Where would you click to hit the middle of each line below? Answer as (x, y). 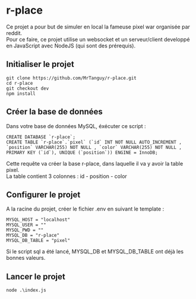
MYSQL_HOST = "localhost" (38, 220)
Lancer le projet (36, 276)
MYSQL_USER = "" (26, 225)
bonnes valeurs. (26, 258)
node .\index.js (26, 290)
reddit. (14, 33)
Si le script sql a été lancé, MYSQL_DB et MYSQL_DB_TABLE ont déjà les (95, 252)
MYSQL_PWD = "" (25, 230)
